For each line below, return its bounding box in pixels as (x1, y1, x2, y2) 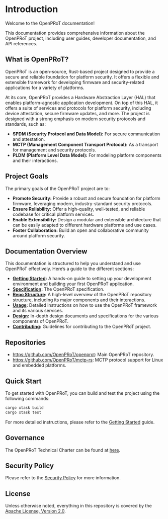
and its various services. (12, 308, 63, 314)
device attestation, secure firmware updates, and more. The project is (5, 110, 150, 116)
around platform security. (12, 232, 65, 238)
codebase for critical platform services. (12, 211, 95, 217)
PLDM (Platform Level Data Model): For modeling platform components (12, 152, 162, 158)
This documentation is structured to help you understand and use (5, 261, 141, 267)
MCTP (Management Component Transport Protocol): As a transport (12, 141, 158, 147)
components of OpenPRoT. (12, 318, 69, 324)
